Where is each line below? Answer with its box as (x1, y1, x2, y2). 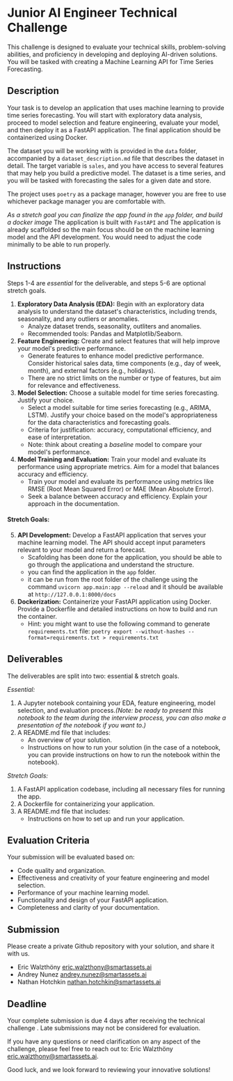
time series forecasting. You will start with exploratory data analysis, (7, 111, 203, 119)
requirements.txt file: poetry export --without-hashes (27, 626, 186, 635)
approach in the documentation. (27, 499, 120, 507)
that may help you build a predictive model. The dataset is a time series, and (7, 168, 226, 177)
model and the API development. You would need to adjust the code (7, 232, 202, 241)
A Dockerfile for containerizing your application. (17, 799, 155, 808)
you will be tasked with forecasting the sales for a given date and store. (7, 176, 211, 184)
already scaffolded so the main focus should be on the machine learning (7, 225, 215, 234)
